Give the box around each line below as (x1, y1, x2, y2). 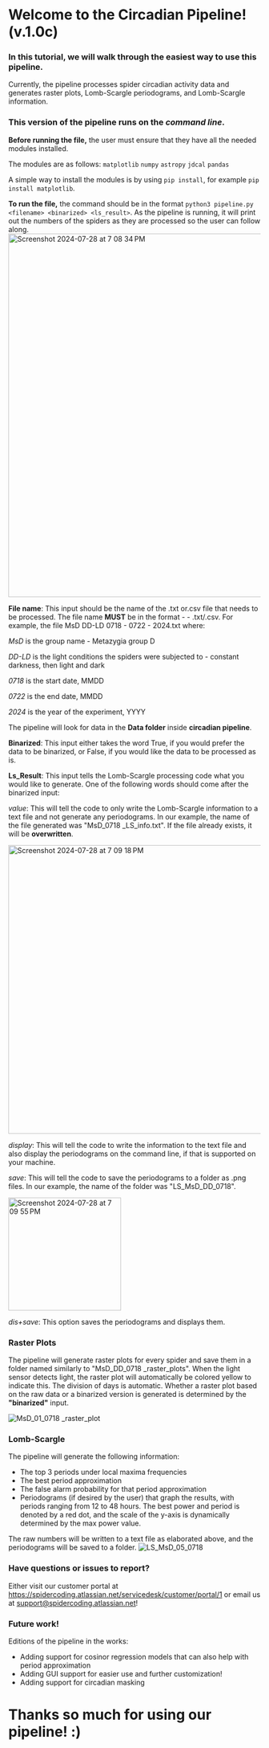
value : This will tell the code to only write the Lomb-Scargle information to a (8, 803, 259, 813)
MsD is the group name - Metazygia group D (8, 636, 155, 646)
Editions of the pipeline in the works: (8, 1636, 129, 1646)
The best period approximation (19, 1476, 122, 1485)
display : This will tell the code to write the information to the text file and (8, 1140, 247, 1150)
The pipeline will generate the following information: (8, 1452, 180, 1461)
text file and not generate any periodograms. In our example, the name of (8, 811, 251, 821)
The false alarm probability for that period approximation (19, 1485, 207, 1494)
